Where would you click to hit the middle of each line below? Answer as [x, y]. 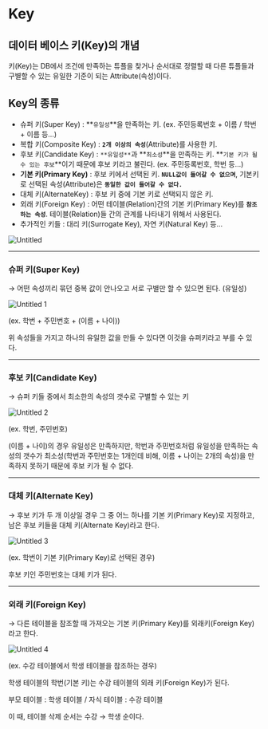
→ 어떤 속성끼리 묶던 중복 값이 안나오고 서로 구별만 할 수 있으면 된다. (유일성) [128, 289]
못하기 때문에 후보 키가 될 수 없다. [81, 466]
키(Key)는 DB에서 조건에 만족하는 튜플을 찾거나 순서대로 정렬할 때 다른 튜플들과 [131, 66]
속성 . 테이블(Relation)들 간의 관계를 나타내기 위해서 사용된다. [128, 214]
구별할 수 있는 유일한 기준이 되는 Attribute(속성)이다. [90, 76]
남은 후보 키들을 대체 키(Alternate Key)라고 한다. [84, 525]
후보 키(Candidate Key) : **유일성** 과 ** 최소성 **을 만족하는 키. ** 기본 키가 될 [138, 154]
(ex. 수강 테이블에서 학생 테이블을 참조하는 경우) [83, 666]
